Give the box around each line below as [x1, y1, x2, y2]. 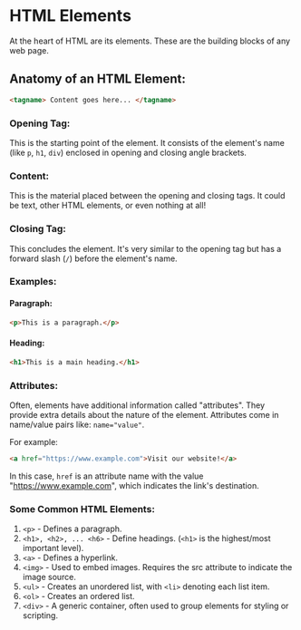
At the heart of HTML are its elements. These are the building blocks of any [9, 35, 291, 46]
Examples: [9, 276, 57, 288]
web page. [9, 44, 50, 55]
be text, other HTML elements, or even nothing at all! [9, 200, 207, 211]
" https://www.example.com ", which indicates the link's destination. [9, 480, 260, 490]
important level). [22, 543, 84, 554]
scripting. [22, 610, 59, 621]
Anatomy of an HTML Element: [9, 72, 186, 87]
